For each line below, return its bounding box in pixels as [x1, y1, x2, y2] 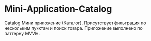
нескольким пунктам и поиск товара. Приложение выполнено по [4, 25, 143, 31]
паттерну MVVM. [4, 30, 40, 36]
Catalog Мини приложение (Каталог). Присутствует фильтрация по [4, 20, 146, 26]
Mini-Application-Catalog [4, 3, 112, 15]
